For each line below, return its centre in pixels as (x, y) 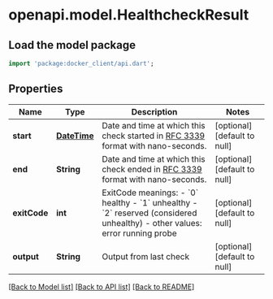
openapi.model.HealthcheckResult (129, 15)
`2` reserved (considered (149, 213)
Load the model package (72, 45)
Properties (36, 89)
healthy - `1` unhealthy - (149, 202)
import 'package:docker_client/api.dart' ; (81, 63)
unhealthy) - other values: (152, 223)
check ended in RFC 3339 (152, 169)
